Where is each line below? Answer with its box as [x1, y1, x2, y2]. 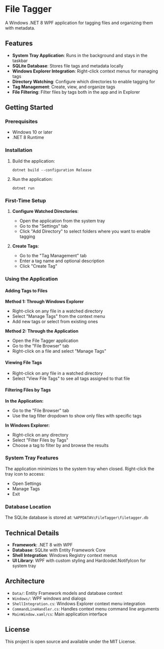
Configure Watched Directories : [12, 208, 79, 214]
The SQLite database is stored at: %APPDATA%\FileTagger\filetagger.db [5, 514, 149, 520]
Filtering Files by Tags [5, 387, 51, 393]
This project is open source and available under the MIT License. [5, 638, 137, 644]
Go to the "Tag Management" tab [19, 253, 87, 259]
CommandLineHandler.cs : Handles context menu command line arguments [12, 606, 160, 612]
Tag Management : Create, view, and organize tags [12, 84, 115, 90]
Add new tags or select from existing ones [12, 319, 98, 325]
